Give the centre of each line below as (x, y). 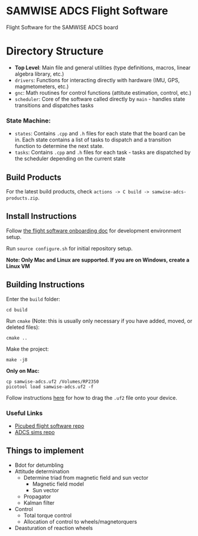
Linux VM (18, 266)
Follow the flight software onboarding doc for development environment (94, 230)
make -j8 (17, 360)
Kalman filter (39, 503)
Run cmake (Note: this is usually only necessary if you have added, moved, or (99, 321)
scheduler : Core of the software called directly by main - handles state (100, 99)
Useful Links (25, 413)
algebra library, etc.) (39, 74)
